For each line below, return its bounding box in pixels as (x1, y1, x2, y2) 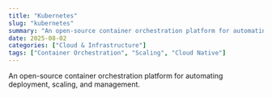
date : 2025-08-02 (8, 34, 67, 42)
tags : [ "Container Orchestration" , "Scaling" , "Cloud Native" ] (8, 49, 227, 57)
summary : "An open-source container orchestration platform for (8, 26, 230, 34)
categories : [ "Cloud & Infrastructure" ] (8, 42, 147, 50)
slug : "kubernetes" (8, 19, 74, 27)
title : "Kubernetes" (8, 11, 79, 20)
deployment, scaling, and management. (8, 79, 140, 89)
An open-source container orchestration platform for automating (8, 71, 223, 80)
